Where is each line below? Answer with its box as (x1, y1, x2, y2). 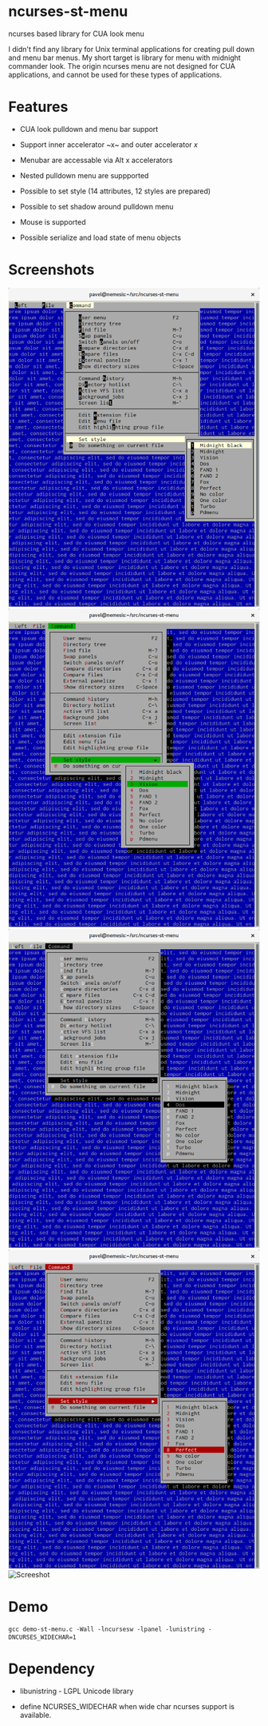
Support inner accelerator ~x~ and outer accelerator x (19, 139, 198, 149)
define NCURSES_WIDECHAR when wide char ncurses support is (19, 1701, 235, 1711)
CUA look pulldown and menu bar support (19, 124, 159, 134)
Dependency (8, 1660, 96, 1677)
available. (19, 1710, 52, 1720)
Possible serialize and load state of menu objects (19, 233, 182, 242)
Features (8, 98, 69, 116)
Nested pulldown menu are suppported (19, 170, 149, 180)
